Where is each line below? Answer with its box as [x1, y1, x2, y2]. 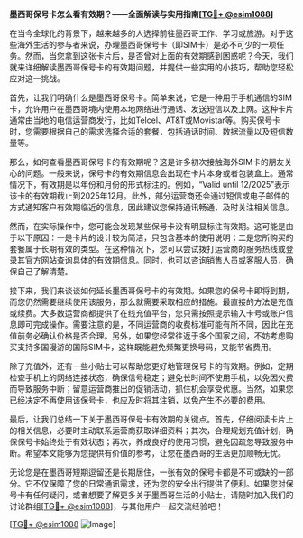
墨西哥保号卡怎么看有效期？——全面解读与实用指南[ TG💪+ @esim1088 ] [9, 9, 274, 19]
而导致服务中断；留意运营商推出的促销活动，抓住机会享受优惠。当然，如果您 [9, 384, 294, 394]
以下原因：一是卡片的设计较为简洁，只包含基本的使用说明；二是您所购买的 [16, 232, 294, 243]
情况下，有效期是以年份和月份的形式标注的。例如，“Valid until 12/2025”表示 [9, 180, 290, 190]
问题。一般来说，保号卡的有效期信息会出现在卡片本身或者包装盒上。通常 [24, 168, 294, 179]
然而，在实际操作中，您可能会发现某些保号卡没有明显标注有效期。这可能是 [9, 221, 286, 231]
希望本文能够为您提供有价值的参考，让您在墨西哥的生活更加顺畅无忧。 [24, 448, 286, 459]
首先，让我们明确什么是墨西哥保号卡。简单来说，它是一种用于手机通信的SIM [9, 92, 293, 103]
